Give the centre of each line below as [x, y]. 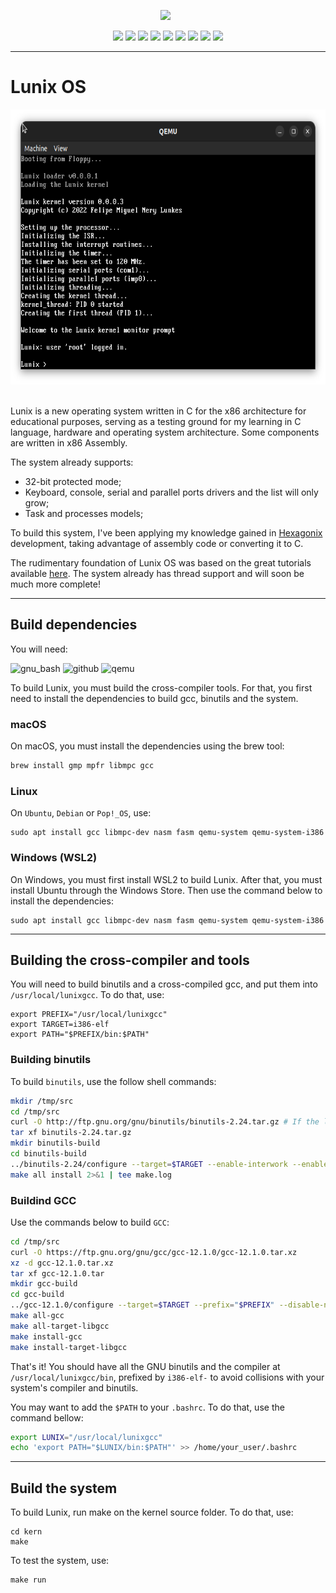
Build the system [64, 1488]
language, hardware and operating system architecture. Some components [165, 432]
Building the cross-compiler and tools [130, 960]
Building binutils [51, 1060]
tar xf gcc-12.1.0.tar [57, 1273]
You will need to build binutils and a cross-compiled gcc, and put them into [164, 984]
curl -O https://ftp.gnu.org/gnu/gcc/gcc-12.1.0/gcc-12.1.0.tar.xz [154, 1252]
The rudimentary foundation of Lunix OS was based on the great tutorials [161, 562]
